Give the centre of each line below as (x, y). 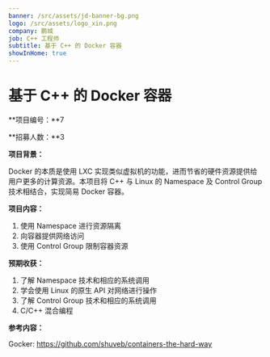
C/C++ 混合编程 (46, 310)
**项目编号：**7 (36, 120)
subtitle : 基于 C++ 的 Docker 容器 (65, 46)
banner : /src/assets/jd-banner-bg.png (74, 16)
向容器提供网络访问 (52, 236)
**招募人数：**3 (36, 136)
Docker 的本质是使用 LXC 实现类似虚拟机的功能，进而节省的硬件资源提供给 (133, 171)
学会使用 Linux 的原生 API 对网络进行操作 (89, 290)
